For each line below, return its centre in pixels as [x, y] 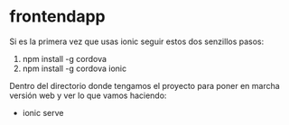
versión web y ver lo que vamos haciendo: [88, 95]
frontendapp [57, 17]
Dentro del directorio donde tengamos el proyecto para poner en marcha [144, 85]
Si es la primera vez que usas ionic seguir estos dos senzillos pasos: [137, 41]
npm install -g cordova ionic [75, 68]
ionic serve [43, 112]
